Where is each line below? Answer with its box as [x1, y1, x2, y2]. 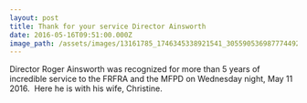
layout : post [9, 13, 59, 23]
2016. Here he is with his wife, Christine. [9, 83, 163, 94]
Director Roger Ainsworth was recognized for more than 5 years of [9, 64, 260, 75]
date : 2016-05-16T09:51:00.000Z [9, 30, 132, 39]
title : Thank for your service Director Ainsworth [9, 22, 206, 31]
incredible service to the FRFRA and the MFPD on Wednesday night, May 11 [9, 74, 293, 85]
